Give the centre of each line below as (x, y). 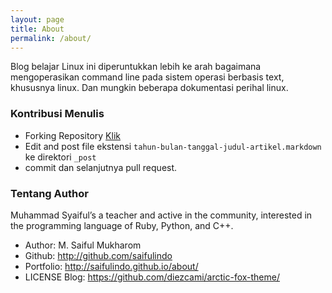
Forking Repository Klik (72, 135)
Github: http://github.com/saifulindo (98, 255)
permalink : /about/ (51, 38)
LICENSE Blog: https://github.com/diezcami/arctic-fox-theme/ (152, 277)
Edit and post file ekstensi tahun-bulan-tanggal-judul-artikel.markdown (173, 146)
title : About (37, 29)
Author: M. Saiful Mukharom (83, 245)
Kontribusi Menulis (57, 114)
